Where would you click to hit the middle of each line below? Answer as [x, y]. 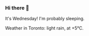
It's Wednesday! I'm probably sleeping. [45, 19]
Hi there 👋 [17, 8]
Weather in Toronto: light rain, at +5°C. [44, 28]
